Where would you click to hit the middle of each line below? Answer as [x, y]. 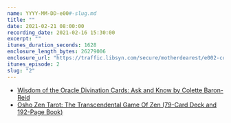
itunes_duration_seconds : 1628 [52, 45]
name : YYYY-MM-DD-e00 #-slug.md [52, 13]
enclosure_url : [29, 58]
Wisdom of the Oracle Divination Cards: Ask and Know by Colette [110, 90]
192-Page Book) [40, 112]
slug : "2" [21, 70]
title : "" [21, 20]
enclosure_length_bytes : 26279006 [57, 52]
